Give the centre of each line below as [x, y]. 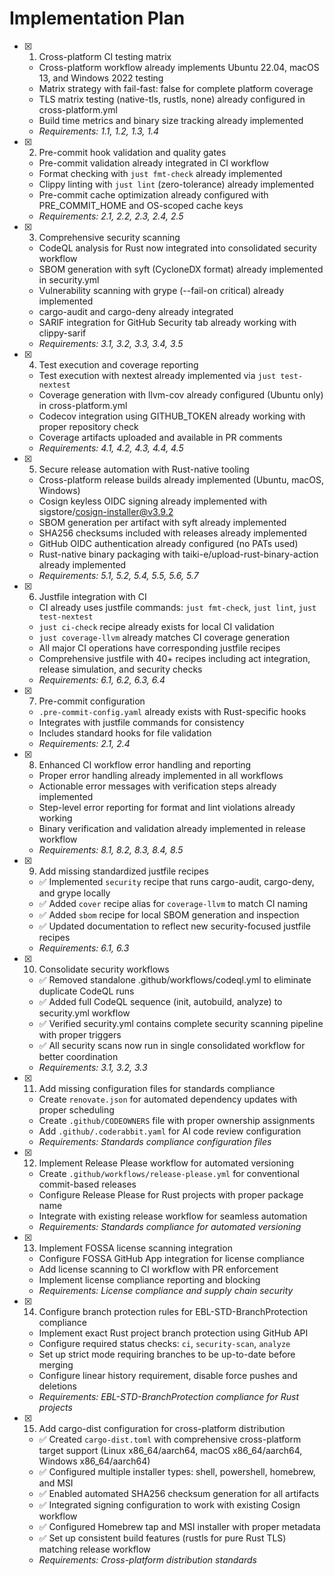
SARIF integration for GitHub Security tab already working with [167, 322]
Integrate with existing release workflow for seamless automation [173, 1216]
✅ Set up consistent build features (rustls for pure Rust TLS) [162, 1538]
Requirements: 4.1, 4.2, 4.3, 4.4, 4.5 [111, 448]
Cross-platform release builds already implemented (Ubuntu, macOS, [181, 479]
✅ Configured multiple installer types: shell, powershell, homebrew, [177, 1471]
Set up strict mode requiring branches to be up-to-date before [167, 1354]
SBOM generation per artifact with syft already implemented [162, 522]
